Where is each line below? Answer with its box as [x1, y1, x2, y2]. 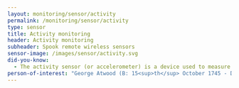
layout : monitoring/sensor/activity [7, 10, 116, 18]
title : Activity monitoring [7, 30, 91, 38]
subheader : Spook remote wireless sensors [7, 43, 135, 50]
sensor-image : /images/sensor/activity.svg [7, 50, 139, 57]
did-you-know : [7, 57, 50, 64]
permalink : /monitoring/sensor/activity [7, 17, 129, 24]
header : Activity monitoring [7, 37, 94, 44]
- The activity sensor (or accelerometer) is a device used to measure [14, 63, 231, 70]
